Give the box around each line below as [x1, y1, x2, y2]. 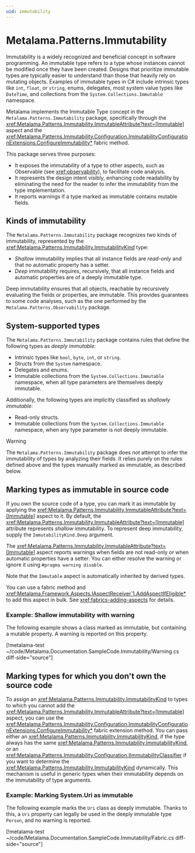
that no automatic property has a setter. [14, 262, 110, 269]
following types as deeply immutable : [6, 343, 96, 350]
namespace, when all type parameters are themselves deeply [14, 379, 163, 386]
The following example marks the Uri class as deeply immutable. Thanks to [6, 804, 187, 811]
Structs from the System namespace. [14, 360, 102, 367]
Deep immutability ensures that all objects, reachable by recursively [6, 285, 169, 293]
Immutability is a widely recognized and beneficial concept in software [6, 53, 176, 60]
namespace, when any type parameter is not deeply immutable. [14, 426, 168, 434]
